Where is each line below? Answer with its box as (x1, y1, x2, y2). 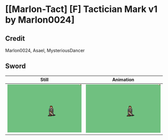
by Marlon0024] (5, 14, 75, 26)
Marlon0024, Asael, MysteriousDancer (5, 48, 85, 53)
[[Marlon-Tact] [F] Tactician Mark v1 (5, 4, 157, 15)
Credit (5, 34, 25, 43)
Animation (112, 77, 134, 83)
